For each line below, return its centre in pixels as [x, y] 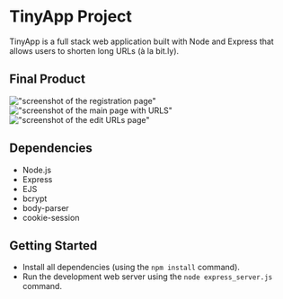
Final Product [47, 79]
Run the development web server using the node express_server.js [147, 277]
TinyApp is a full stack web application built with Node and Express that [141, 41]
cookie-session [51, 217]
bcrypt [35, 198]
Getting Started [53, 246]
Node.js [37, 170]
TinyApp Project [71, 17]
